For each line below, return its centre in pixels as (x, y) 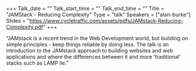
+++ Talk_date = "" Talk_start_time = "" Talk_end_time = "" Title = (85, 8)
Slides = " (18, 21)
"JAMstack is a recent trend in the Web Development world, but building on (97, 38)
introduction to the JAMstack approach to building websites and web (90, 51)
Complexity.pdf (25, 27)
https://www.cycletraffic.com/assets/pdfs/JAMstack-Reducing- (106, 21)
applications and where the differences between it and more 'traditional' (94, 57)
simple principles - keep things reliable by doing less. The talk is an (87, 44)
